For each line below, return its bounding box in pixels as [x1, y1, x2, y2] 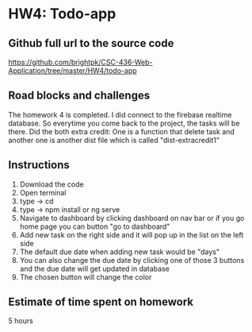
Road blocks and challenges [8, 89, 151, 102]
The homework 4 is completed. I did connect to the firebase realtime [8, 110, 232, 119]
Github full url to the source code [8, 37, 174, 50]
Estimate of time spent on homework [8, 295, 194, 309]
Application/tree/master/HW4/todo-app [8, 66, 137, 75]
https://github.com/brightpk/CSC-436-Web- [8, 57, 153, 67]
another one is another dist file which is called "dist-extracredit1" [8, 135, 220, 145]
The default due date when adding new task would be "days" [19, 247, 220, 257]
